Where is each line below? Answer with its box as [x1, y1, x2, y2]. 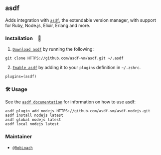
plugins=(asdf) [5, 74, 37, 79]
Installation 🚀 [5, 35, 41, 42]
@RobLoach [12, 145, 33, 151]
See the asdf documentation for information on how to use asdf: [5, 99, 136, 105]
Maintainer [5, 133, 32, 140]
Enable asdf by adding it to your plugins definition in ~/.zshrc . [12, 65, 141, 71]
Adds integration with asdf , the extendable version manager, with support [5, 17, 156, 23]
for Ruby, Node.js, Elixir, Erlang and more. [5, 22, 91, 28]
